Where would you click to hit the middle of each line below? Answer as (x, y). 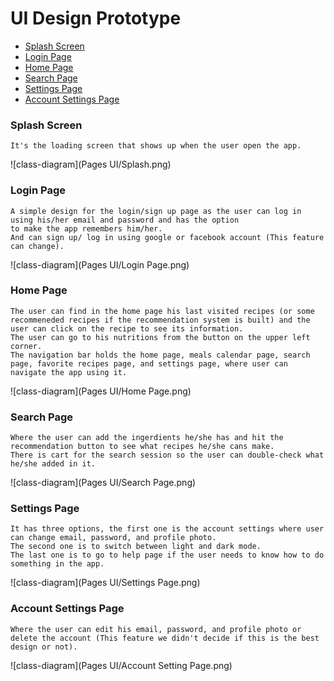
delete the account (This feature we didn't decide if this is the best (165, 638)
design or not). (44, 647)
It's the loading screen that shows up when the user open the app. (156, 146)
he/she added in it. (53, 464)
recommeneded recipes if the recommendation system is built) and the (160, 320)
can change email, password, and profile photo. (113, 538)
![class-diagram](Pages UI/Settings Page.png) (105, 583)
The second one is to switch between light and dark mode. (136, 547)
